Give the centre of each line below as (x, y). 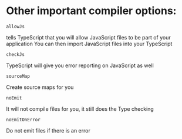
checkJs (16, 54)
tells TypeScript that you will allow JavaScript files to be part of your (89, 37)
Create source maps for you (40, 87)
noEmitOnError (23, 120)
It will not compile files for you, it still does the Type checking (80, 109)
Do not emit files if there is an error (48, 130)
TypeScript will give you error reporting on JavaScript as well (80, 65)
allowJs (16, 27)
